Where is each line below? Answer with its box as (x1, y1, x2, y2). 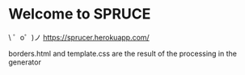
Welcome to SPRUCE (8, 5, 151, 23)
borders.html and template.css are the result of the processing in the (8, 48, 237, 58)
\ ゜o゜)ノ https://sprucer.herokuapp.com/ (8, 32, 150, 42)
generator (8, 57, 42, 67)
